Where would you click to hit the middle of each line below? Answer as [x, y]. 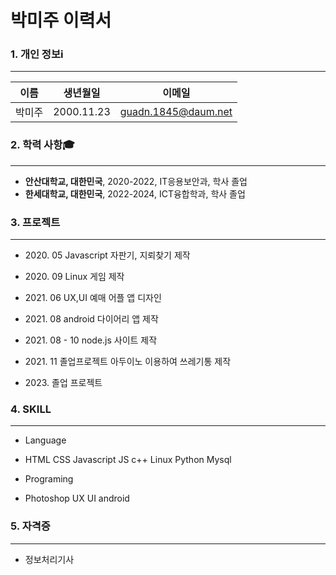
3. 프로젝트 [35, 222]
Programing [49, 479]
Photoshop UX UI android [77, 498]
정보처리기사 [49, 559]
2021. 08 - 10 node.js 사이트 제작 [91, 340]
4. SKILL [31, 409]
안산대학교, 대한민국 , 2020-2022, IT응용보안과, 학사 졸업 [136, 181]
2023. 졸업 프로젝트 [63, 383]
